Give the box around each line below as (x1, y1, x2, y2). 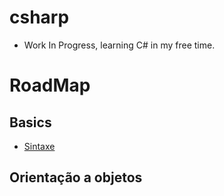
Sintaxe (23, 140, 56, 152)
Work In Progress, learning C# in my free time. (23, 39, 216, 51)
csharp (9, 6, 70, 29)
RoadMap (9, 74, 91, 97)
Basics (9, 114, 52, 131)
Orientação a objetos (9, 169, 143, 186)
